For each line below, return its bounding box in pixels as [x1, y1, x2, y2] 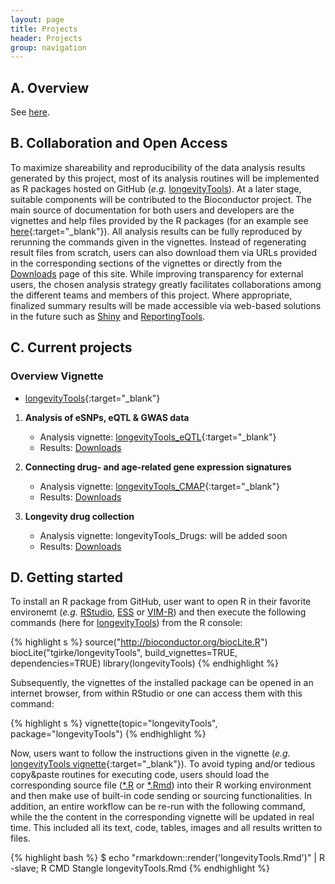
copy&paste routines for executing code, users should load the [10, 769, 270, 781]
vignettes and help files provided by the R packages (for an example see [10, 214, 309, 226]
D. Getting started [10, 569, 123, 586]
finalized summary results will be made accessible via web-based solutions [10, 299, 322, 311]
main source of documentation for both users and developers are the [10, 204, 295, 216]
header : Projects [10, 33, 83, 43]
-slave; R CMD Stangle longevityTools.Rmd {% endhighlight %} [10, 862, 270, 875]
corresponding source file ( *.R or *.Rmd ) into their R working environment [10, 779, 312, 791]
